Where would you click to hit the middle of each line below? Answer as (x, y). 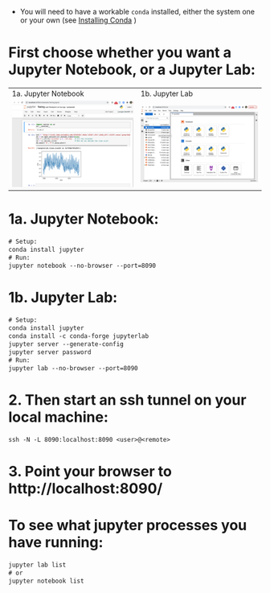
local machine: (58, 417)
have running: (56, 543)
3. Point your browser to (90, 472)
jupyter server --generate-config (66, 344)
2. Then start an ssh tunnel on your (127, 400)
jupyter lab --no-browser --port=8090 (73, 369)
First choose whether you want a (120, 53)
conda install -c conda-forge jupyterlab (79, 336)
